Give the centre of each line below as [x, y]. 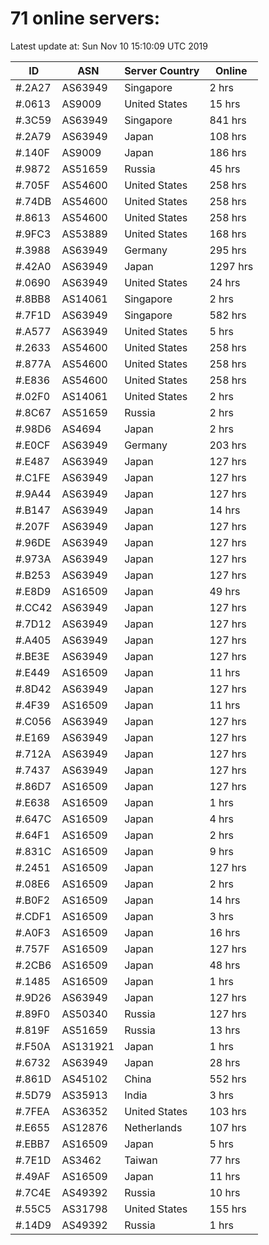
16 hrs [225, 932]
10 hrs [225, 1192]
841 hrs [228, 120]
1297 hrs [231, 266]
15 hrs [225, 104]
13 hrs [225, 1030]
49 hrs [225, 591]
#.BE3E [32, 656]
